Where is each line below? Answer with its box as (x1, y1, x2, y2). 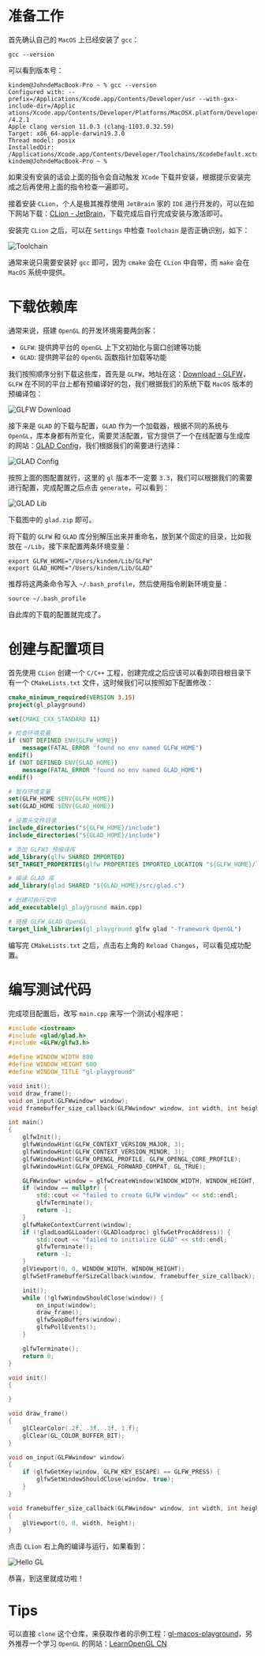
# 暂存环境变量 (8, 788, 51, 796)
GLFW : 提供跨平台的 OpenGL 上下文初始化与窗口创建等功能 (19, 342, 202, 352)
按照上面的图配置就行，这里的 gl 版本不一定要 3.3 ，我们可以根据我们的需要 (8, 472, 253, 482)
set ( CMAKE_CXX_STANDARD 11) (8, 715, 101, 723)
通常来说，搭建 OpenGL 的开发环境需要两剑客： (8, 326, 158, 335)
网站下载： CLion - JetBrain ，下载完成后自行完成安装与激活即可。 (14, 209, 227, 218)
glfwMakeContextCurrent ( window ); (22, 1221, 132, 1229)
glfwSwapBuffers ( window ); (36, 1316, 122, 1324)
